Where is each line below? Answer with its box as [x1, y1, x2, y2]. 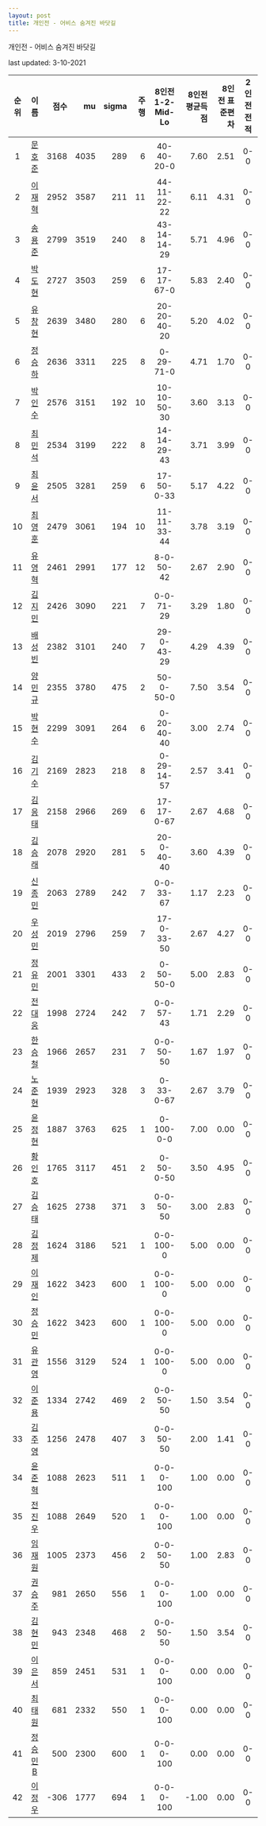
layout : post [8, 11, 51, 20]
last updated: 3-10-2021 [8, 57, 86, 68]
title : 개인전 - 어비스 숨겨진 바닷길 [8, 19, 116, 27]
